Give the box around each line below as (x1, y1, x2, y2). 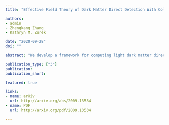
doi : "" (5, 44, 22, 49)
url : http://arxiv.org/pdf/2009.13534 (10, 108, 92, 113)
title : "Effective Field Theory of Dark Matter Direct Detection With (5, 7, 156, 12)
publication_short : (5, 71, 46, 76)
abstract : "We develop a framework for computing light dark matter (5, 53, 152, 58)
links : (5, 89, 19, 94)
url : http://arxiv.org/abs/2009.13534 (10, 98, 92, 104)
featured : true (5, 80, 37, 85)
